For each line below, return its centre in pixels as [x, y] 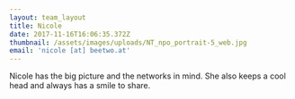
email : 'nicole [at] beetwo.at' [70, 51]
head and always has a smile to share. [80, 86]
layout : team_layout [48, 17]
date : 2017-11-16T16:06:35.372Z [70, 34]
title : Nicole [36, 26]
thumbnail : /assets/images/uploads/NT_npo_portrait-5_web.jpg [128, 42]
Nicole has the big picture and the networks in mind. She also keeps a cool [147, 76]
